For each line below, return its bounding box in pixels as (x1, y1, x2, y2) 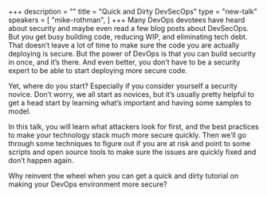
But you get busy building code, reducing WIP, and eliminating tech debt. (8, 32, 248, 41)
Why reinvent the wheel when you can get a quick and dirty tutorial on (8, 171, 239, 180)
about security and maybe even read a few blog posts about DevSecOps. (8, 24, 249, 33)
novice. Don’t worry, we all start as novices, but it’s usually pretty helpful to (8, 90, 255, 98)
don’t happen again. (8, 156, 74, 165)
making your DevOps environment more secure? (8, 180, 167, 189)
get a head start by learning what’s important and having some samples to (8, 98, 252, 107)
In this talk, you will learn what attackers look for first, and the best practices (8, 122, 259, 131)
